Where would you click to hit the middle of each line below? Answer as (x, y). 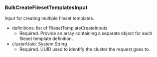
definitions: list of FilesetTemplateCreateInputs (60, 28)
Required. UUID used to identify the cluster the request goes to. (84, 49)
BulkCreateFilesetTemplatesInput (46, 7)
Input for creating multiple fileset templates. (49, 18)
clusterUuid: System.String (39, 44)
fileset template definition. (46, 38)
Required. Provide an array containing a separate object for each (86, 33)
